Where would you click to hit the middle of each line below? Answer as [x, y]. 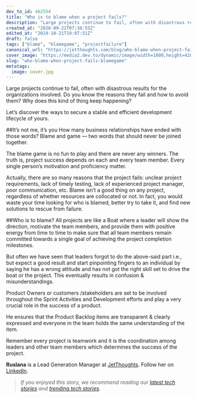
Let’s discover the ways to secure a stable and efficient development [89, 112]
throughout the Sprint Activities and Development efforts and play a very [94, 299]
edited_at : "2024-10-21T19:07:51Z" [50, 34]
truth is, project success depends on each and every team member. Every [95, 160]
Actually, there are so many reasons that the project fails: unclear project [94, 178]
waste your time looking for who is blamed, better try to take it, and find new [98, 203]
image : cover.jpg [33, 72]
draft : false [22, 39]
